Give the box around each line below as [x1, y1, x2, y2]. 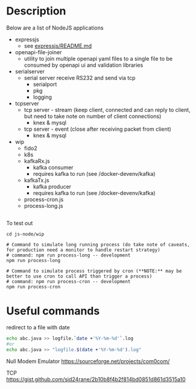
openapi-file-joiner [14, 48, 62, 55]
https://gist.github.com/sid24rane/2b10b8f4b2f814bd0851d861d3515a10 [6, 375, 186, 383]
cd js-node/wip [6, 231, 45, 237]
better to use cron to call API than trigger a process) [6, 273, 153, 279]
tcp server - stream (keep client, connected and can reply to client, [24, 106, 191, 113]
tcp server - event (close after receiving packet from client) [24, 125, 172, 132]
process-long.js [24, 202, 63, 209]
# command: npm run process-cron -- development [6, 279, 131, 285]
